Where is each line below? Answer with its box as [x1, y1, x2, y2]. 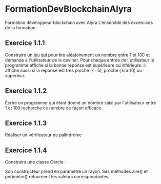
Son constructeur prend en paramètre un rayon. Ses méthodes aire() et [5, 168, 148, 174]
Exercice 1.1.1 [5, 39, 45, 47]
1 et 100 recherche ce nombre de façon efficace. [5, 105, 103, 111]
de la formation [5, 24, 36, 30]
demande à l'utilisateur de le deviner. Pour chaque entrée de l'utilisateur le [5, 57, 155, 63]
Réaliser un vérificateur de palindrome [5, 132, 82, 138]
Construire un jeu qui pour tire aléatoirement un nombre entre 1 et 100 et [5, 52, 150, 58]
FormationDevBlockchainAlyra [5, 3, 132, 15]
